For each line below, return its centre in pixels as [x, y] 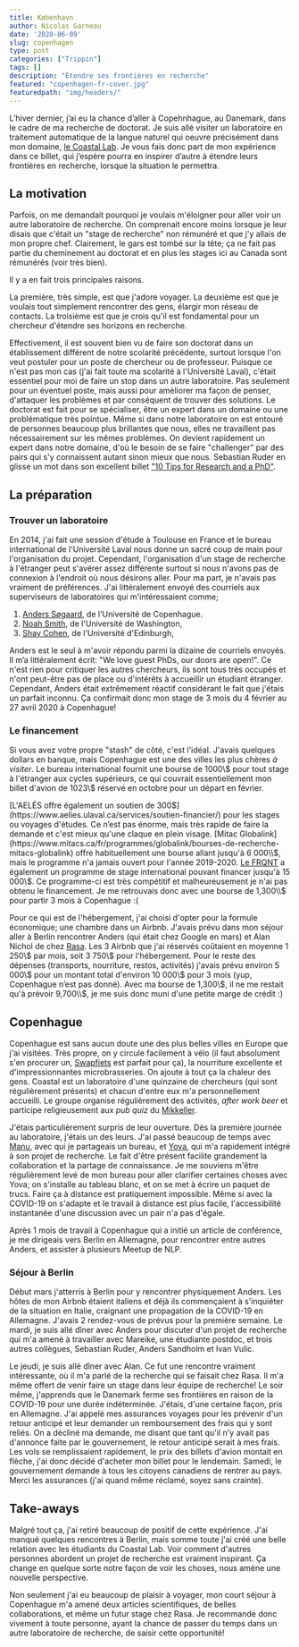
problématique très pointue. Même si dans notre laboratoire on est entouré [146, 419]
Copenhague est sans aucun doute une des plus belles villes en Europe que [149, 1044]
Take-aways [44, 1508]
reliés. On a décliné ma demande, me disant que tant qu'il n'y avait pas [139, 1433]
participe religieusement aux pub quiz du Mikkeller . [103, 1110]
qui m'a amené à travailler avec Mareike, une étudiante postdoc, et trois [141, 1339]
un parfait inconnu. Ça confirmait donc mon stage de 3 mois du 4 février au [148, 698]
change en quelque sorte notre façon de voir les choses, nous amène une [145, 1568]
